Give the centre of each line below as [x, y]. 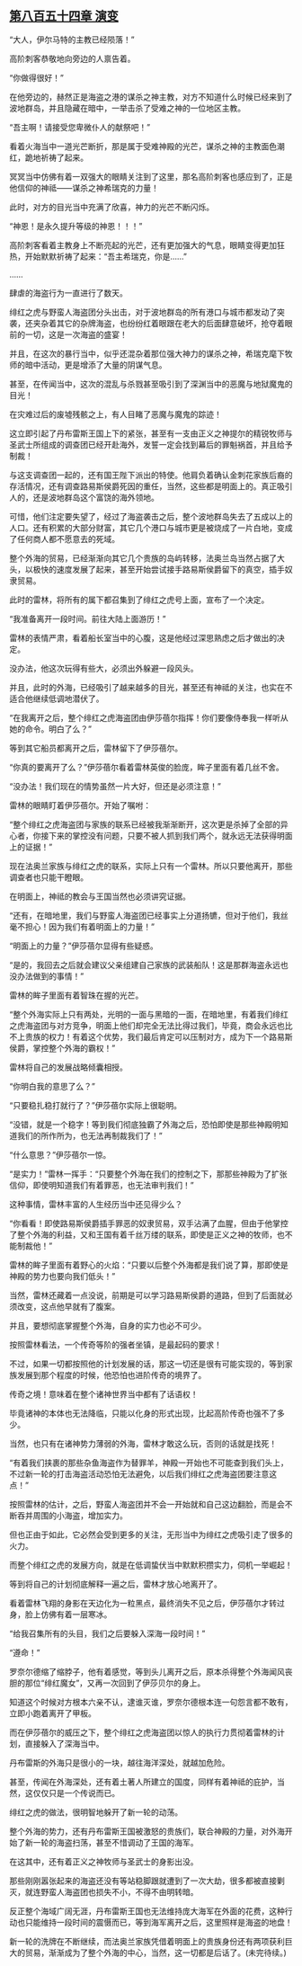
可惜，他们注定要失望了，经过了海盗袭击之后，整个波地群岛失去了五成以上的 [151, 516]
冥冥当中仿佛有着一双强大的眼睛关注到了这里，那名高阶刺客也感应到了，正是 [151, 176]
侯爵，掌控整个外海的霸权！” [62, 1048]
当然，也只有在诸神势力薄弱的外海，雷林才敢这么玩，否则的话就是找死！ [143, 1443]
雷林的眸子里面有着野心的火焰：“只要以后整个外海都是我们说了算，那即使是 [149, 1265]
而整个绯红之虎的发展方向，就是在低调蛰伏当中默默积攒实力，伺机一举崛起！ [151, 1565]
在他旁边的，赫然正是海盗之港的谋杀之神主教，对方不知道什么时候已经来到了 [151, 96]
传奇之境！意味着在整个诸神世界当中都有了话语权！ [104, 1394]
